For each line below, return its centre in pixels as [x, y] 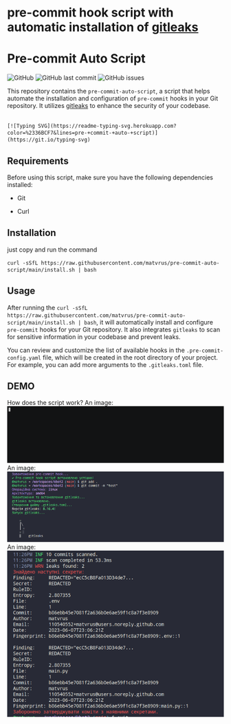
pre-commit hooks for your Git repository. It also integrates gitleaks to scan [114, 329]
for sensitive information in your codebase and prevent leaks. [94, 337]
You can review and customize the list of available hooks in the [96, 350]
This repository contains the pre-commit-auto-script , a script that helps [109, 91]
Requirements [38, 161]
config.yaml [24, 358]
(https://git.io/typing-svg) [49, 140]
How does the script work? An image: [60, 403]
